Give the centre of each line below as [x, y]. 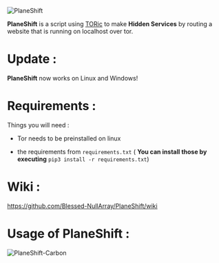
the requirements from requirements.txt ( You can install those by [112, 151]
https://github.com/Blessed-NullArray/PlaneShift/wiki [82, 206]
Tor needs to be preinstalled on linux [69, 138]
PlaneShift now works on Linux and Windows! [73, 78]
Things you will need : [38, 125]
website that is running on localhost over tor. [70, 31]
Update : [32, 59]
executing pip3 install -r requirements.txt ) [83, 159]
